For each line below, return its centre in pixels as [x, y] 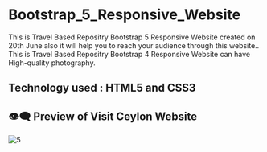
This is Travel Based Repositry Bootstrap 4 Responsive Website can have [129, 54]
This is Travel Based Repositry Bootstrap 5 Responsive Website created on [132, 37]
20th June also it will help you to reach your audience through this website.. [134, 45]
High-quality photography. [52, 63]
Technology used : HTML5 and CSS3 [102, 88]
